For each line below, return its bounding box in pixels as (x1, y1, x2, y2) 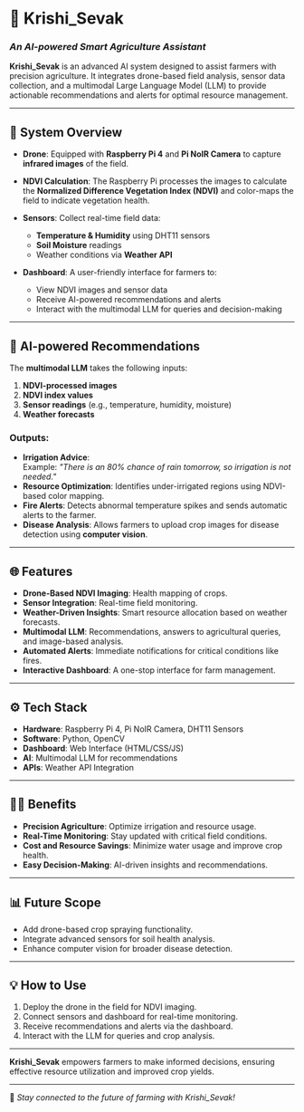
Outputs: (9, 432, 50, 445)
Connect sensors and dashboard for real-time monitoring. (22, 1011, 238, 1022)
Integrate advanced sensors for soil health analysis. (22, 933, 215, 944)
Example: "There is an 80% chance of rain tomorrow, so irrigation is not (22, 462, 291, 473)
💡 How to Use (9, 978, 87, 993)
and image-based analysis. (22, 636, 124, 647)
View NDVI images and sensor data (35, 284, 168, 295)
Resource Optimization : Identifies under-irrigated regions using (22, 481, 261, 492)
